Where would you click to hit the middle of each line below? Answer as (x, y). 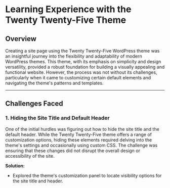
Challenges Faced (34, 104)
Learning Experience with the (68, 9)
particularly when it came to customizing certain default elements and (78, 78)
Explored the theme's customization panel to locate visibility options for (87, 175)
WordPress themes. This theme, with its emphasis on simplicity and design (83, 61)
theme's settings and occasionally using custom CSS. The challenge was (81, 145)
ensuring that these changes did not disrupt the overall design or (73, 151)
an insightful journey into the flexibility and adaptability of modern (74, 56)
